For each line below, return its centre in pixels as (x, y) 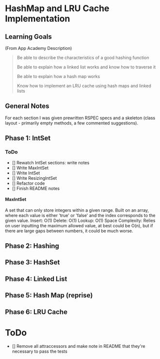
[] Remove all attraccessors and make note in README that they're (79, 346)
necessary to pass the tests (40, 351)
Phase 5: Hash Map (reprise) (49, 295)
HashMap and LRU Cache (57, 8)
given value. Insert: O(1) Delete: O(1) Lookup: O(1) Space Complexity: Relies (80, 220)
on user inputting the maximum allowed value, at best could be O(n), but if (79, 225)
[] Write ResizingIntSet (34, 178)
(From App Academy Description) (39, 48)
